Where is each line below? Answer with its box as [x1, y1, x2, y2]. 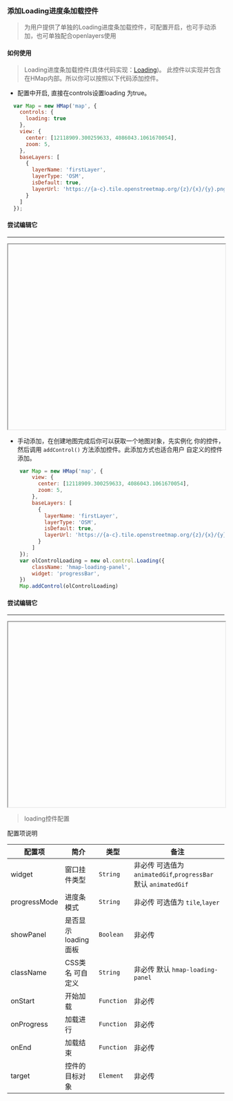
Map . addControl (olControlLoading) [19, 583, 119, 590]
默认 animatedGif [133, 880, 189, 889]
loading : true [25, 115, 67, 122]
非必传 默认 [133, 965, 171, 974]
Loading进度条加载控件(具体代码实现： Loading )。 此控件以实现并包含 [23, 65, 222, 74]
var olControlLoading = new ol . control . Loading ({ [19, 557, 165, 564]
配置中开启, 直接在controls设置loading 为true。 [17, 88, 151, 97]
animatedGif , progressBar [133, 870, 214, 879]
